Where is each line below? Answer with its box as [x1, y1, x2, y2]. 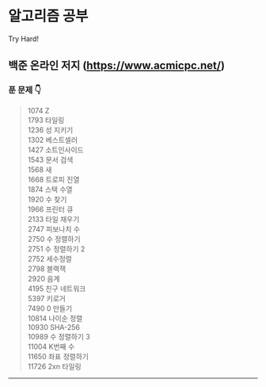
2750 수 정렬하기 [27, 234, 81, 243]
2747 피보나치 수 [27, 224, 81, 234]
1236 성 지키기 [27, 125, 74, 135]
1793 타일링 [27, 115, 65, 125]
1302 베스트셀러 [27, 135, 78, 144]
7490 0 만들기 [27, 303, 73, 313]
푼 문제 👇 [8, 85, 41, 96]
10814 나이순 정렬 [27, 313, 83, 323]
